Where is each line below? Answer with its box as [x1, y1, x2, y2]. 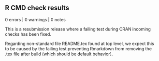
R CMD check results [5, 4, 70, 12]
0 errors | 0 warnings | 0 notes [5, 16, 66, 22]
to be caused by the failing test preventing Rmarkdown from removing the [5, 46, 152, 51]
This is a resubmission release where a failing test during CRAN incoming [5, 26, 151, 32]
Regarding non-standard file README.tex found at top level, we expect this [5, 41, 154, 46]
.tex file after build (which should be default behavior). [5, 51, 113, 57]
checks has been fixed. [5, 31, 52, 37]
